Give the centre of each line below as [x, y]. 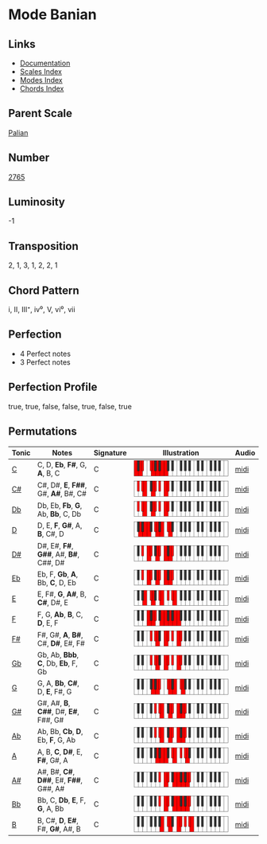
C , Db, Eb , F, [57, 663]
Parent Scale [41, 113]
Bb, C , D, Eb [57, 582]
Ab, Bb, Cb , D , [60, 732]
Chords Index [42, 88]
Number [29, 158]
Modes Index [41, 80]
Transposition [44, 246]
